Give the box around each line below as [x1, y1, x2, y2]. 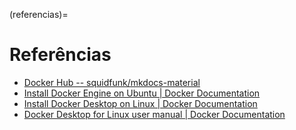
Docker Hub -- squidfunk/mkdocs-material [23, 76, 201, 88]
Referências [9, 44, 112, 66]
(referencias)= [9, 9, 69, 20]
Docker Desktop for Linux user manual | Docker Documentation [23, 108, 286, 120]
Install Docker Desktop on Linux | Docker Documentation [23, 97, 258, 109]
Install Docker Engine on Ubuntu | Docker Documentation [23, 87, 261, 99]
